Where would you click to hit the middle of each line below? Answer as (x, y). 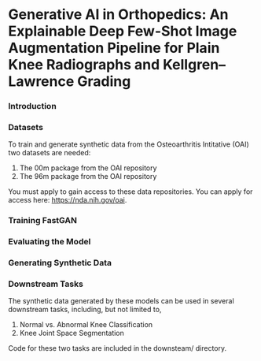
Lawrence (41, 82)
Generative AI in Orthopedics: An (119, 15)
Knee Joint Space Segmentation (72, 333)
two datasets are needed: (50, 153)
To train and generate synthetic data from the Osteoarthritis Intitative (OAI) (129, 144)
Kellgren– (194, 65)
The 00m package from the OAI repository (88, 168)
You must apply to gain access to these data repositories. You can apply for (130, 192)
